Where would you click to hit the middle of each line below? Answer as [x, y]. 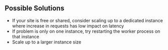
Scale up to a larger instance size [47, 42]
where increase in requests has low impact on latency [68, 26]
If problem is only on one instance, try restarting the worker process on [86, 31]
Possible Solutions [35, 8]
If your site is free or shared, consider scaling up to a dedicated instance [88, 20]
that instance [26, 36]
